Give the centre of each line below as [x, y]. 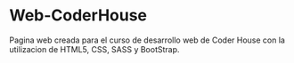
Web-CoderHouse [78, 16]
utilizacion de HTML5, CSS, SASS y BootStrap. [94, 49]
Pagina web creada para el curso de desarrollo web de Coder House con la [147, 40]
